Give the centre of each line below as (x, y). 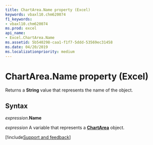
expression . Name (23, 118)
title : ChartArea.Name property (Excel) (48, 10)
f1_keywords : (19, 19)
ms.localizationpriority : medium (40, 51)
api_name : (15, 33)
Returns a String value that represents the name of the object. (69, 90)
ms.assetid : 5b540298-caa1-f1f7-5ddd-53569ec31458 (59, 42)
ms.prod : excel (21, 28)
